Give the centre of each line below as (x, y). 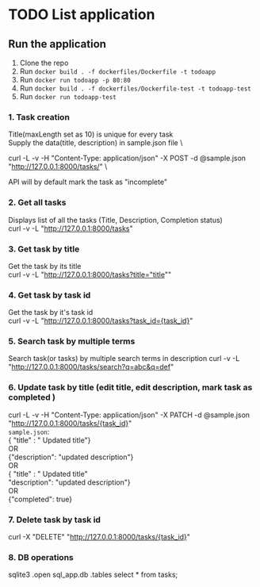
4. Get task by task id (50, 295)
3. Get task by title (44, 249)
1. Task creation (39, 117)
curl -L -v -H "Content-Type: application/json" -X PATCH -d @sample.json (129, 415)
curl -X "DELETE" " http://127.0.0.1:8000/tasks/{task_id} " (99, 537)
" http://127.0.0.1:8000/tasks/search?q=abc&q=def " (91, 367)
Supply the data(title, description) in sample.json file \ (96, 143)
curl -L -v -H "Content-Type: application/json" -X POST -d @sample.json (127, 158)
